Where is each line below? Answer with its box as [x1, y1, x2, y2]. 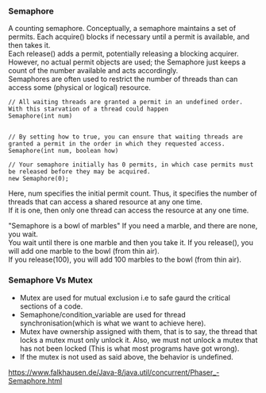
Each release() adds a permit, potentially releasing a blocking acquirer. [8, 49, 239, 59]
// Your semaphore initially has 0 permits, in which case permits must [8, 161, 254, 169]
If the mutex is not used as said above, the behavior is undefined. [19, 352, 234, 361]
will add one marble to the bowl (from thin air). [8, 247, 160, 256]
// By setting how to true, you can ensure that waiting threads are [8, 133, 244, 141]
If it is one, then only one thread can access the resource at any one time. [8, 205, 249, 216]
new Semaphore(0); [8, 175, 69, 183]
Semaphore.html [8, 375, 63, 385]
